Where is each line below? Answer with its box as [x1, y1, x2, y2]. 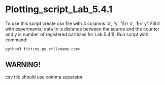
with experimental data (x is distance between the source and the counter [5, 25, 160, 32]
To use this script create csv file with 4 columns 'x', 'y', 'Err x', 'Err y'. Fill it [5, 20, 160, 26]
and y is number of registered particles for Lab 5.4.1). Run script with [5, 31, 149, 37]
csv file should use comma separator [5, 74, 83, 80]
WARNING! [5, 60, 41, 69]
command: [5, 37, 28, 43]
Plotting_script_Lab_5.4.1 [5, 4, 113, 15]
